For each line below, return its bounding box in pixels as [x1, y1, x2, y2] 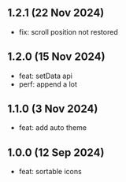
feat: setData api [18, 71, 72, 80]
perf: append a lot [18, 79, 78, 89]
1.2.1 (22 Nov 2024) [7, 6, 105, 20]
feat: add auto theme [18, 123, 87, 132]
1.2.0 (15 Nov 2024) [7, 50, 106, 64]
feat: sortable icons [18, 167, 82, 176]
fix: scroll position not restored [18, 27, 119, 36]
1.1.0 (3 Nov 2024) [7, 102, 98, 116]
